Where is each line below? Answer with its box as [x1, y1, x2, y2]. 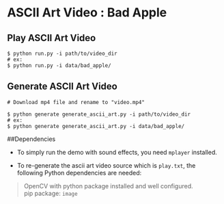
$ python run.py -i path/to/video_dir [7, 50, 117, 57]
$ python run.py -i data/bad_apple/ [7, 62, 111, 69]
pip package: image [23, 189, 78, 197]
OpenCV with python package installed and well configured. [23, 181, 193, 190]
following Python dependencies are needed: [16, 168, 142, 177]
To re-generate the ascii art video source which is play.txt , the [16, 161, 196, 169]
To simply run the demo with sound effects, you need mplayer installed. [16, 148, 217, 156]
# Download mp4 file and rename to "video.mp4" [7, 99, 145, 105]
